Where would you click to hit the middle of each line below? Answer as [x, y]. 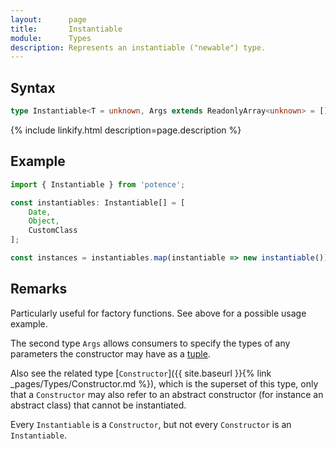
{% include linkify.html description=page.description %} [126, 130]
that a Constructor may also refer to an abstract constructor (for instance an [167, 394]
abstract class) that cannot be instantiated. [98, 405]
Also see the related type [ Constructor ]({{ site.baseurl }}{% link [141, 373]
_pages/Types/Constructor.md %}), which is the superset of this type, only [164, 383]
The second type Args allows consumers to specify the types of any [150, 343]
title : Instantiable [66, 29]
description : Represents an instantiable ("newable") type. [138, 47]
